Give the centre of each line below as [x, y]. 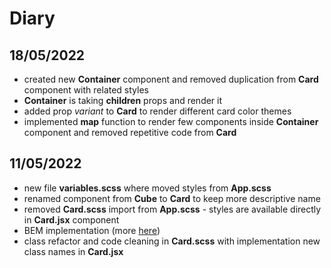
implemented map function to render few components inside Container [171, 121]
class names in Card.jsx [73, 251]
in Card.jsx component [71, 219]
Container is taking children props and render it [123, 100]
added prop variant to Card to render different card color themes [157, 111]
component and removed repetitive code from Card [130, 132]
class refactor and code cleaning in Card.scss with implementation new [172, 241]
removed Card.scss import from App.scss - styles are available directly [172, 209]
